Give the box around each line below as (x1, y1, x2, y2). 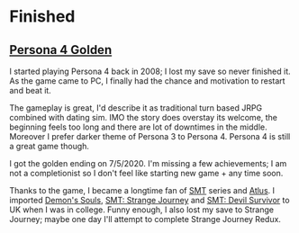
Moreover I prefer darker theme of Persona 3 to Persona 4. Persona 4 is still (9, 131, 291, 141)
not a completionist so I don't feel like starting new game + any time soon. (9, 168, 284, 178)
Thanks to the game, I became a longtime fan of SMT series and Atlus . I (9, 185, 276, 195)
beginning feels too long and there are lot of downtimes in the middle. (9, 121, 267, 132)
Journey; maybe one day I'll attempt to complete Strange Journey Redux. (9, 214, 282, 224)
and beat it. (9, 85, 51, 95)
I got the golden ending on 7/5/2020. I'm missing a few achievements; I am (9, 158, 287, 168)
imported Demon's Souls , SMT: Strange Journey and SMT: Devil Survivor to (9, 195, 290, 205)
